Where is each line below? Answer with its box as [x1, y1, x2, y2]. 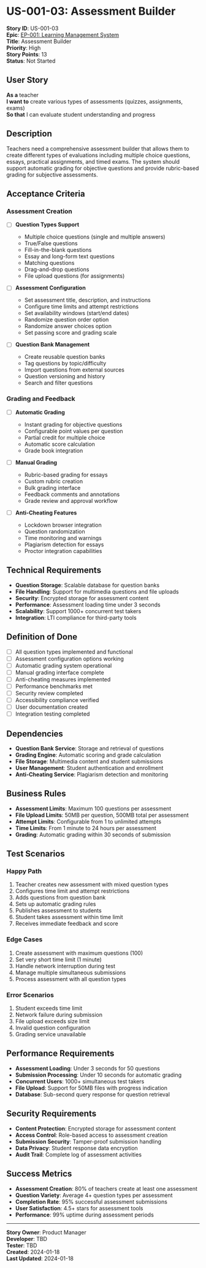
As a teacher [6, 91, 39, 99]
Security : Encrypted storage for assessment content [15, 594, 149, 602]
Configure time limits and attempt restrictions [24, 303, 139, 310]
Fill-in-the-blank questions [24, 246, 92, 254]
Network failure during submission [15, 1011, 103, 1018]
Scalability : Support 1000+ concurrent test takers [15, 607, 142, 614]
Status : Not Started [6, 57, 56, 64]
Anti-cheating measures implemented [15, 676, 111, 683]
